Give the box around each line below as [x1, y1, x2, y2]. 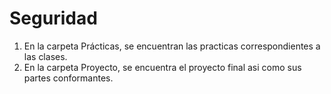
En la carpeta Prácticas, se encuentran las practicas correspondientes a [23, 40, 321, 52]
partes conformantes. [23, 72, 114, 84]
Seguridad [9, 7, 98, 30]
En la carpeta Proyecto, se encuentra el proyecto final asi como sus [23, 61, 302, 73]
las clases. [23, 50, 68, 62]
